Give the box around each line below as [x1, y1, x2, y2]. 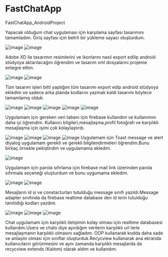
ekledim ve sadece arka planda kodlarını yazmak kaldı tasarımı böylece [5, 89, 152, 95]
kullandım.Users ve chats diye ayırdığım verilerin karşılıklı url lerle [5, 224, 140, 230]
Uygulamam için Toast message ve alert [80, 134, 163, 140]
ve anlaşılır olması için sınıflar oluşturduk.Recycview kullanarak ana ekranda [5, 235, 161, 241]
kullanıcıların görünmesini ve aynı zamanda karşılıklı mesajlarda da [5, 240, 142, 246]
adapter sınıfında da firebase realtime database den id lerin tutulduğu [5, 194, 148, 200]
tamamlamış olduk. [5, 95, 44, 101]
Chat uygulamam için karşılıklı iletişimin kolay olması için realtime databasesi [5, 219, 163, 225]
